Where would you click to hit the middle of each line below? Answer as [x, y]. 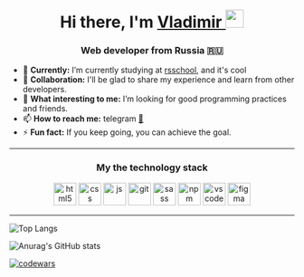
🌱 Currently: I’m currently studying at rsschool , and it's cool [134, 70]
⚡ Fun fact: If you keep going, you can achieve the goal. [127, 132]
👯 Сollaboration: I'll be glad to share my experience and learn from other [158, 80]
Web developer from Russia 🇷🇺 [152, 51]
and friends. [45, 109]
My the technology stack [152, 167]
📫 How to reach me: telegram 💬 [83, 119]
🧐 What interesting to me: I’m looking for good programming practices [154, 99]
